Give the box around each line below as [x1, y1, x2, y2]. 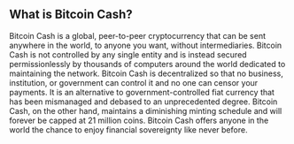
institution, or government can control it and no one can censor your [9, 77, 259, 87]
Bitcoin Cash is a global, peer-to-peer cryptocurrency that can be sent [9, 30, 266, 41]
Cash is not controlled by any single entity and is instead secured [9, 49, 247, 60]
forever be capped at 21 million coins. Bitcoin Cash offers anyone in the [9, 115, 269, 125]
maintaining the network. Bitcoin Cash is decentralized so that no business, [9, 68, 283, 79]
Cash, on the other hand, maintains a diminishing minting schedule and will [9, 105, 282, 116]
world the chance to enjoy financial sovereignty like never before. [9, 124, 248, 135]
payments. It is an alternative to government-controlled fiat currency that [9, 87, 275, 97]
